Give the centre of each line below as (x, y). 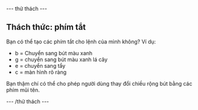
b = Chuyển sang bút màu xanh (54, 53)
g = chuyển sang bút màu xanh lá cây (61, 59)
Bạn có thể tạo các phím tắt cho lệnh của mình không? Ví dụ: (81, 42)
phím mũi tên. (23, 90)
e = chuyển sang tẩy (40, 65)
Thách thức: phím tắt (46, 27)
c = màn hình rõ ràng (41, 72)
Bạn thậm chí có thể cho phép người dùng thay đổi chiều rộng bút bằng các (99, 83)
